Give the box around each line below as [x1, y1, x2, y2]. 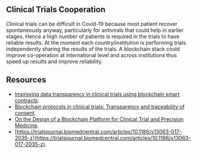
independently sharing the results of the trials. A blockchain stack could [6, 45, 181, 52]
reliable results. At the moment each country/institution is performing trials [6, 39, 186, 46]
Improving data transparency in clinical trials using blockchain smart [14, 91, 180, 98]
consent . [14, 109, 36, 117]
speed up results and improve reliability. [6, 58, 103, 65]
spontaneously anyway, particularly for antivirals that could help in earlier [6, 26, 184, 34]
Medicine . [14, 122, 39, 129]
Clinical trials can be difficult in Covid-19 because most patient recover [6, 20, 178, 27]
